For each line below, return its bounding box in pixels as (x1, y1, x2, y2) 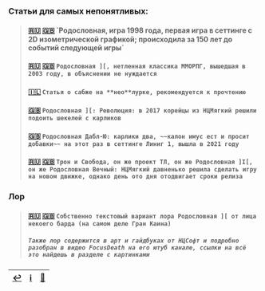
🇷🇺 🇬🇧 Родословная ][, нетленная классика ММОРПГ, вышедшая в (27, 61, 246, 71)
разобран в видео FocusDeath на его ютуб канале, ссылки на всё (27, 243, 247, 252)
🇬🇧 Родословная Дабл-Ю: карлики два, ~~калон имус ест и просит (27, 131, 250, 140)
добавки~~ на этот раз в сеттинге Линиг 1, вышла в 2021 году (27, 140, 239, 148)
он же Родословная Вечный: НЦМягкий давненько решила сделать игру (27, 166, 257, 174)
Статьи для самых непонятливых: (8, 6, 149, 17)
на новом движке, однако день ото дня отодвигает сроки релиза (27, 173, 243, 181)
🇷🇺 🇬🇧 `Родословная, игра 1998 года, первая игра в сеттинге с (27, 26, 253, 35)
